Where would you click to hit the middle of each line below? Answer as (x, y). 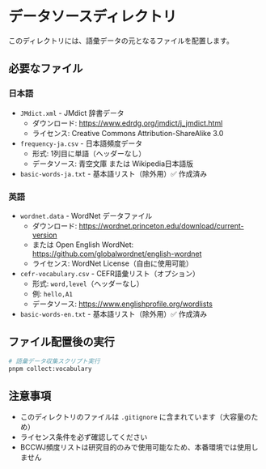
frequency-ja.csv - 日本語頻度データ (81, 143)
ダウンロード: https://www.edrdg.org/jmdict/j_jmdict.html (127, 123)
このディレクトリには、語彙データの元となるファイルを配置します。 (121, 41)
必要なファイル (46, 68)
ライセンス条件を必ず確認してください (84, 437)
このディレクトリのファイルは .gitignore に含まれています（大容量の (135, 417)
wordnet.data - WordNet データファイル (86, 215)
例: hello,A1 (52, 293)
